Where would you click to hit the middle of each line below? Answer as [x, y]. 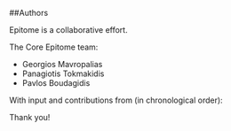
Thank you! [30, 117]
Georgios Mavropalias [62, 64]
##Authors [29, 13]
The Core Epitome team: [54, 47]
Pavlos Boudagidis [56, 83]
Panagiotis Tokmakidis [63, 73]
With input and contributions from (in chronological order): [116, 100]
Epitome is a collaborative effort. [68, 30]
